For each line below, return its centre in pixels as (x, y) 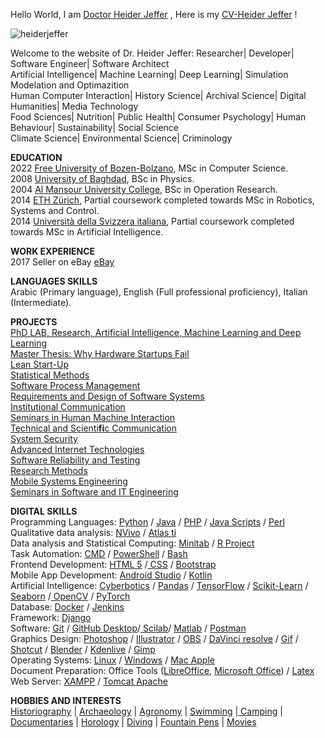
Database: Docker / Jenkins (67, 607)
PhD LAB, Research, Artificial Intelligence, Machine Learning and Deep (156, 332)
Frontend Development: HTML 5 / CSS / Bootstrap (113, 564)
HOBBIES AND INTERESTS (66, 700)
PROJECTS (34, 322)
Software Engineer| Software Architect (90, 63)
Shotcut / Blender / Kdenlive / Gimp (83, 649)
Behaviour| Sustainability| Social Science (95, 127)
